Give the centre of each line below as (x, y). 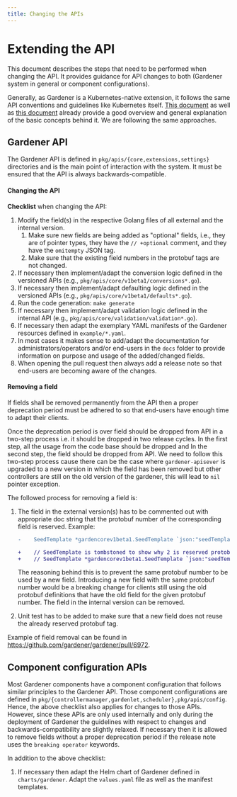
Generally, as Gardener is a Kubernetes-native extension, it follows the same (119, 97)
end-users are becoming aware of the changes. (87, 371)
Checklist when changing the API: (57, 206)
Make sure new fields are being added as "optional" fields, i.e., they (127, 235)
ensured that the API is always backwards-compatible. (87, 174)
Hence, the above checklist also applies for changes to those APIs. (105, 707)
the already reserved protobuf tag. (68, 623)
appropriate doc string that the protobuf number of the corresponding (119, 519)
